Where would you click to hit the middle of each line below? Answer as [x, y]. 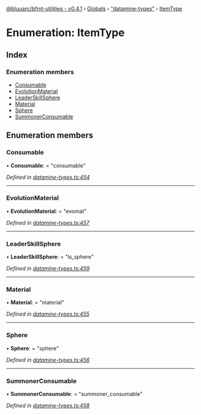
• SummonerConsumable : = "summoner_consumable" [74, 394]
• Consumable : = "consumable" [46, 165]
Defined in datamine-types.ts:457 [48, 222]
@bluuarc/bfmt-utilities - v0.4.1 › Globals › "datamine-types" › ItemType [94, 9]
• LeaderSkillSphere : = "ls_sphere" [50, 257]
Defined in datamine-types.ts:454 [48, 177]
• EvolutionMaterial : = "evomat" [46, 211]
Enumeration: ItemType [66, 33]
